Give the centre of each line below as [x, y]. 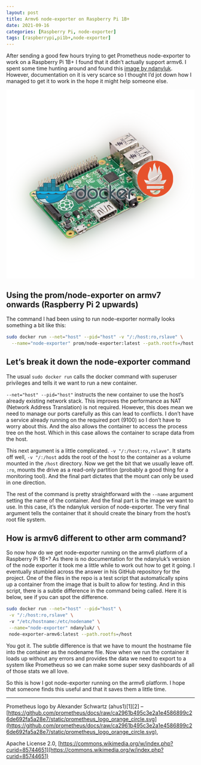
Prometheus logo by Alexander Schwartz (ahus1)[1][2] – [75, 706]
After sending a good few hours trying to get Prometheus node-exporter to [98, 56]
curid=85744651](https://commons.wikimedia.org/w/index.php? [85, 749]
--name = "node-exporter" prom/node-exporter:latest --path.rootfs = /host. [104, 343]
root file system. [26, 519]
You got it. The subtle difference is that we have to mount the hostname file [99, 645]
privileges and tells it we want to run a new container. [72, 383]
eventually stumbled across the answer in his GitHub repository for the [93, 572]
